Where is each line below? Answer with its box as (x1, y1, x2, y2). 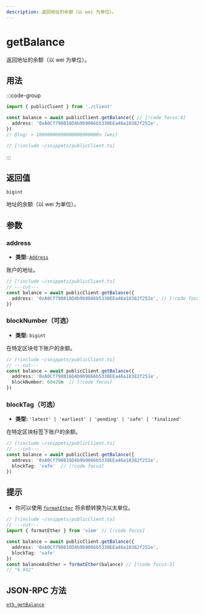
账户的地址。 (6, 266, 38, 274)
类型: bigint (15, 331, 46, 339)
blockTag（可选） (6, 400, 59, 409)
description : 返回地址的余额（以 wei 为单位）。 (6, 9, 117, 15)
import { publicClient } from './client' (6, 104, 113, 110)
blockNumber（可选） (6, 317, 73, 325)
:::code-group (6, 92, 41, 99)
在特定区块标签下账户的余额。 (6, 428, 81, 435)
